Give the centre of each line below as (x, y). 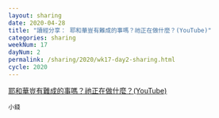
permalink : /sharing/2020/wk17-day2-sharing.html (92, 60)
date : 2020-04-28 (37, 23)
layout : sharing (35, 15)
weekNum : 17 (28, 45)
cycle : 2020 (28, 67)
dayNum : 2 (25, 52)
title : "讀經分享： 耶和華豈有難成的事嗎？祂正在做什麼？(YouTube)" (110, 30)
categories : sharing (42, 38)
